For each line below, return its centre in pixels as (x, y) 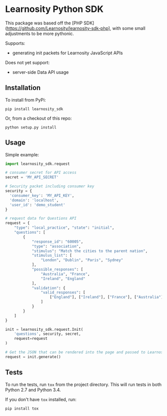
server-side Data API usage (41, 72)
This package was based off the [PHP (44, 23)
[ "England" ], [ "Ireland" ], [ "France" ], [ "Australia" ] (106, 297)
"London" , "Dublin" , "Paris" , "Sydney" (82, 260)
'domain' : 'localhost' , (34, 200)
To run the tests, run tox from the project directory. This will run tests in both (83, 384)
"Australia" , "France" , (65, 274)
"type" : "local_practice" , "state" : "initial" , (64, 228)
